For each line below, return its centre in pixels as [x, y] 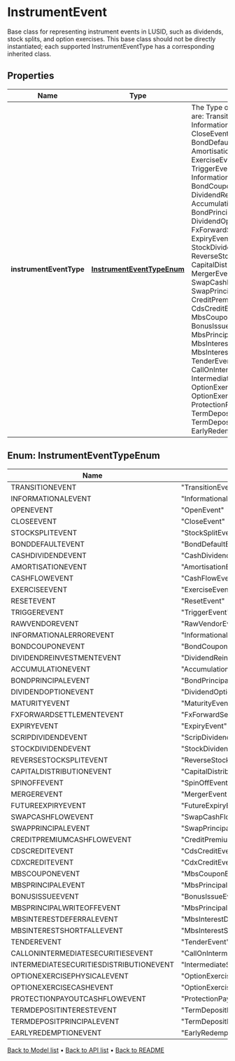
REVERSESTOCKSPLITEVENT [59, 760]
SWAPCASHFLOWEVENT [52, 817]
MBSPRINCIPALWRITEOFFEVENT [66, 908]
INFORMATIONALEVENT [51, 499]
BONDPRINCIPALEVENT [50, 681]
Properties [31, 76]
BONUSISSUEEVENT [45, 896]
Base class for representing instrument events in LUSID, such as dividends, [115, 31]
